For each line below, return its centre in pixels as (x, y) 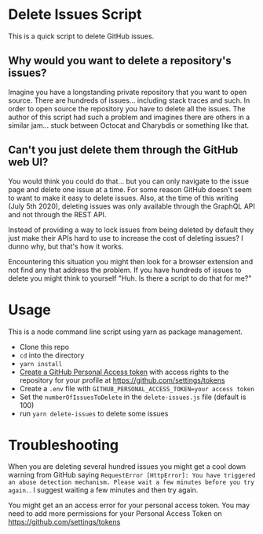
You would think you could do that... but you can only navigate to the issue (129, 181)
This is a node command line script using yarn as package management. (126, 332)
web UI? (28, 162)
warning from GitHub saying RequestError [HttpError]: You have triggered (132, 475)
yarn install (41, 364)
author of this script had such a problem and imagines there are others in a (129, 117)
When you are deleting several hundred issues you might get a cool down (127, 467)
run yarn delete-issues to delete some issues (94, 413)
